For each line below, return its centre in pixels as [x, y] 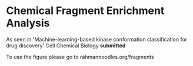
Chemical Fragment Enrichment [85, 11]
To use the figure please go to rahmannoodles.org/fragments [80, 57]
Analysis [28, 23]
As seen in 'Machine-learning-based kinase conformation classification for [97, 39]
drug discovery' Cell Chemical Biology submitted [66, 46]
